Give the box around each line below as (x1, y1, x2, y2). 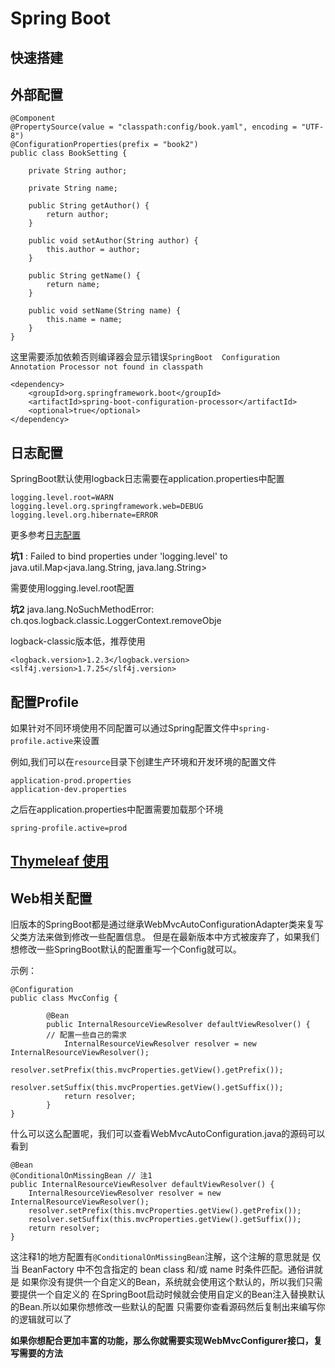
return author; (46, 210, 110, 220)
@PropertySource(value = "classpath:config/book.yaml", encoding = (10, 122, 298, 132)
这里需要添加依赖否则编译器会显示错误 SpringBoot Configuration (10, 351, 280, 363)
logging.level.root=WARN (10, 493, 114, 503)
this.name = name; (46, 315, 123, 325)
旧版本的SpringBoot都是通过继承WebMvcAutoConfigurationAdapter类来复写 (10, 918, 324, 931)
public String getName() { (28, 271, 141, 281)
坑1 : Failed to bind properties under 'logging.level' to (10, 550, 228, 562)
